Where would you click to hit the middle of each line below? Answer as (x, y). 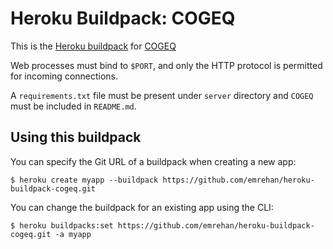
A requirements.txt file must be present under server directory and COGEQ (162, 95)
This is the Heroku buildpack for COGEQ (93, 46)
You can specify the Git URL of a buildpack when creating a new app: (153, 161)
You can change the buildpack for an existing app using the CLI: (142, 207)
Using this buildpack (76, 137)
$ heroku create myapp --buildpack (84, 180)
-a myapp (73, 234)
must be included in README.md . (73, 106)
